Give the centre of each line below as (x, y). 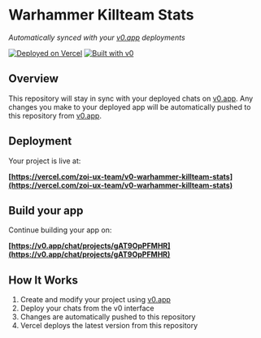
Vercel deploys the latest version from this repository (109, 326)
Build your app (46, 210)
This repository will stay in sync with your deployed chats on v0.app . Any (131, 98)
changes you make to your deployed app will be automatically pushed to (130, 106)
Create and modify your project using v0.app (95, 300)
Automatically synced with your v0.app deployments (97, 37)
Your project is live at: (45, 161)
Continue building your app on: (60, 230)
